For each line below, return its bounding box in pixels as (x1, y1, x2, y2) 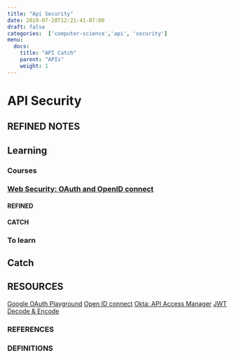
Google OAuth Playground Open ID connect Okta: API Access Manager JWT (7, 299, 228, 307)
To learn (7, 235, 36, 245)
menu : (7, 37, 23, 44)
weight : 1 (20, 62, 49, 69)
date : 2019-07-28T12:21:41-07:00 (7, 17, 105, 24)
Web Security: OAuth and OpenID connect (7, 184, 154, 194)
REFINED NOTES (7, 121, 81, 133)
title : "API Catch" (20, 50, 77, 57)
